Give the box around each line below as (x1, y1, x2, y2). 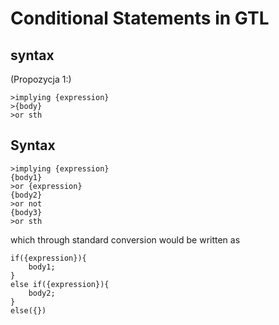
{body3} (10, 207, 43, 217)
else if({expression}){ (10, 279, 110, 289)
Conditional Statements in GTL (10, 7, 270, 30)
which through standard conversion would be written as (10, 233, 241, 246)
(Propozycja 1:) (10, 73, 72, 85)
